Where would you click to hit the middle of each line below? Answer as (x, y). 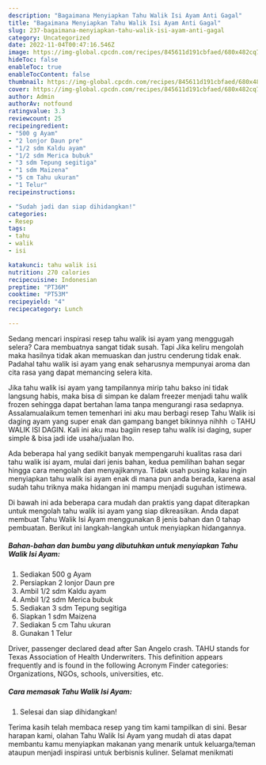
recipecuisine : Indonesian (53, 280)
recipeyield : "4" (37, 302)
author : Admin (32, 97)
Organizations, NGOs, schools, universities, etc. (86, 673)
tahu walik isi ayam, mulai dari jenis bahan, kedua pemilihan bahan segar (127, 462)
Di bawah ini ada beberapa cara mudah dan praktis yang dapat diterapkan (129, 502)
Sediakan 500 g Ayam (55, 574)
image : (19, 52)
